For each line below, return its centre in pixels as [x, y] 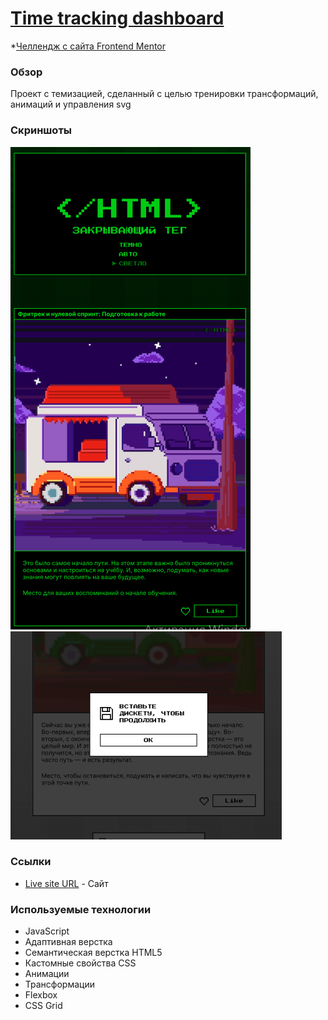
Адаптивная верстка [68, 942]
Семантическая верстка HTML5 [93, 953]
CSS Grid [43, 1006]
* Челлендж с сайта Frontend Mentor [88, 46]
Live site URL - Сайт [66, 883]
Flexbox [41, 995]
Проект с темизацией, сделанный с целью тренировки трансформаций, [164, 94]
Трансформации [59, 984]
